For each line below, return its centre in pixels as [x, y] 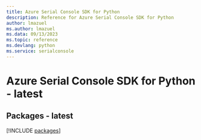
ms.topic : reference [32, 40]
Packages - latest [40, 116]
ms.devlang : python [31, 46]
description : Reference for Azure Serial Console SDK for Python [90, 17]
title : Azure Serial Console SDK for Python [63, 12]
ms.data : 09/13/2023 [32, 34]
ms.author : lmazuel [31, 29]
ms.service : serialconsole [40, 51]
